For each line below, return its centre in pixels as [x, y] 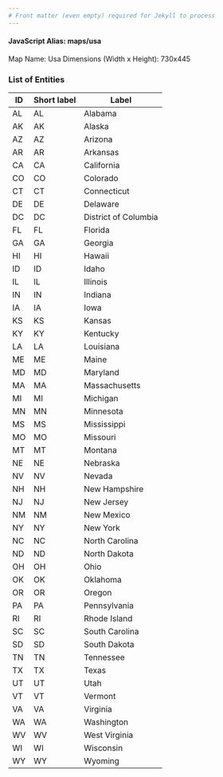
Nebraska [102, 463]
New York [102, 528]
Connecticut [106, 191]
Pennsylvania [108, 606]
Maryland [101, 373]
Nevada [98, 477]
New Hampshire [113, 489]
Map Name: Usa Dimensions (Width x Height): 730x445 [100, 59]
